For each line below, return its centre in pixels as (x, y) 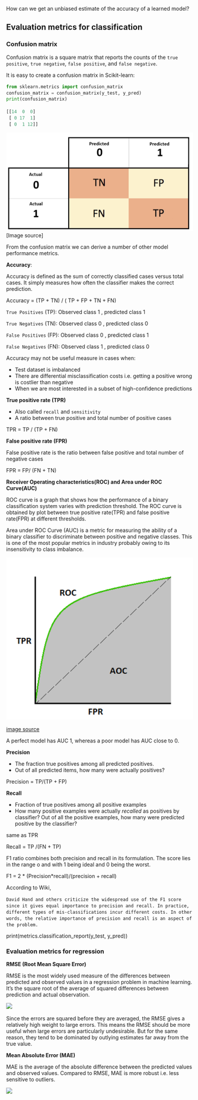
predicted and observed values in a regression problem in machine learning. (99, 982)
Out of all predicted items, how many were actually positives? (90, 770)
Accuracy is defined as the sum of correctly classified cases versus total (95, 277)
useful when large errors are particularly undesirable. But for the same (92, 1031)
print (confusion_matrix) (37, 99)
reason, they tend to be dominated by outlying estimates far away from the (97, 1038)
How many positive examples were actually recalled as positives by (97, 811)
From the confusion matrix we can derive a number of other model (87, 247)
